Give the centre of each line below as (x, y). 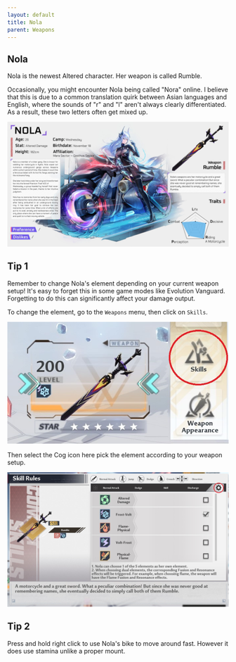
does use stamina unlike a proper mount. (66, 651)
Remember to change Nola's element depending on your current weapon (113, 283)
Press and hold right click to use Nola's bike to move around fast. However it (118, 643)
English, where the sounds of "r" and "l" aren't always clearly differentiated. (117, 105)
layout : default (31, 15)
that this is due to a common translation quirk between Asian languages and (117, 97)
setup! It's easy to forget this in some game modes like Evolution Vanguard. (116, 291)
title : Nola (25, 22)
